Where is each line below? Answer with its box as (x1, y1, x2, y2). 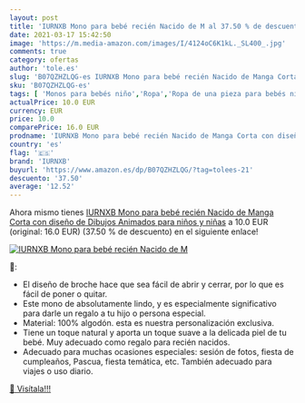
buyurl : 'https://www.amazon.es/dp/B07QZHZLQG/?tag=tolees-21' (9, 165, 254, 174)
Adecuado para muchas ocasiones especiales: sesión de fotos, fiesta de (22, 347, 294, 358)
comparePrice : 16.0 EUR (9, 123, 100, 133)
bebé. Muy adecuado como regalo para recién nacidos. (22, 337, 231, 348)
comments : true (9, 47, 67, 56)
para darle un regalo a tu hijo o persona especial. (22, 308, 206, 319)
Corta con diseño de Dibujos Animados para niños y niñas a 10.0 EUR (9, 217, 269, 228)
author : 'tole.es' (9, 64, 79, 74)
